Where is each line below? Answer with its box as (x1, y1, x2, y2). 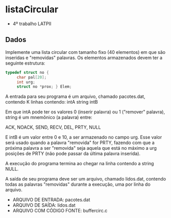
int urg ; (16, 80, 36, 85)
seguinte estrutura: (5, 60, 45, 66)
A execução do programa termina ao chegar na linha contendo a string (5, 161, 154, 167)
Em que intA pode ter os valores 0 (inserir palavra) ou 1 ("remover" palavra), (5, 109, 165, 115)
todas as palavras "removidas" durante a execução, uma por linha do (5, 181, 151, 188)
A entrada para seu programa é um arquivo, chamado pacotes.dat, (5, 93, 145, 100)
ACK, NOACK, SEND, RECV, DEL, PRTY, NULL (5, 124, 101, 130)
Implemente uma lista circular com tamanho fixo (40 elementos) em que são (5, 49, 166, 55)
